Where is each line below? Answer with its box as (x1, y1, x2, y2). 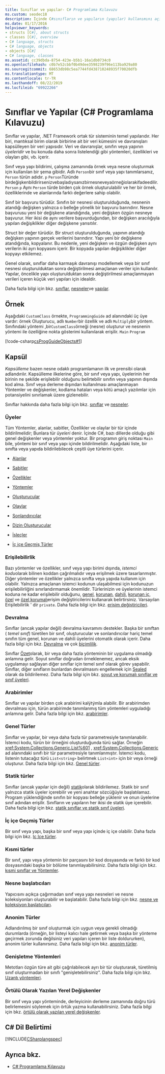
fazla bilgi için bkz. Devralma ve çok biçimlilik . (5, 641, 98, 646)
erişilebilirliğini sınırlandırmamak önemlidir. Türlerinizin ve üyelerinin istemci (5, 586, 158, 592)
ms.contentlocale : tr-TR (5, 76, 56, 81)
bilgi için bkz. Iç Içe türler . (5, 834, 57, 840)
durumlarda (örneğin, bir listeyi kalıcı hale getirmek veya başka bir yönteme (5, 931, 157, 936)
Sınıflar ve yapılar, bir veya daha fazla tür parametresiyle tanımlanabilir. (5, 734, 148, 740)
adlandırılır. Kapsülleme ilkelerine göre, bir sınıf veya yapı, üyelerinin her (5, 371, 150, 377)
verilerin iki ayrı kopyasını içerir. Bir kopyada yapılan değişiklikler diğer (5, 246, 146, 251)
